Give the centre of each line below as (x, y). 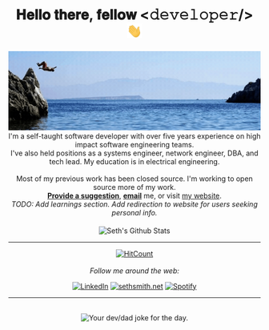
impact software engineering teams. (134, 144)
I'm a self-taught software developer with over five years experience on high (135, 136)
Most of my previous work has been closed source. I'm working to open (134, 179)
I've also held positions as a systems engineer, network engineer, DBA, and (134, 153)
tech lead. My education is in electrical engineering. (134, 161)
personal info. (134, 212)
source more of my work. (134, 187)
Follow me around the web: (134, 271)
